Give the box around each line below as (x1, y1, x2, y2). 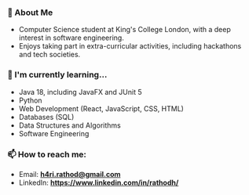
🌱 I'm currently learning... (7, 70, 108, 81)
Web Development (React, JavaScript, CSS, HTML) (18, 103, 184, 113)
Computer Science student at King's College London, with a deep (18, 25, 231, 34)
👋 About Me (7, 7, 53, 18)
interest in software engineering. (18, 33, 125, 42)
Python (18, 96, 42, 105)
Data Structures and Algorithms (18, 121, 121, 130)
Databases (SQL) (18, 112, 75, 121)
